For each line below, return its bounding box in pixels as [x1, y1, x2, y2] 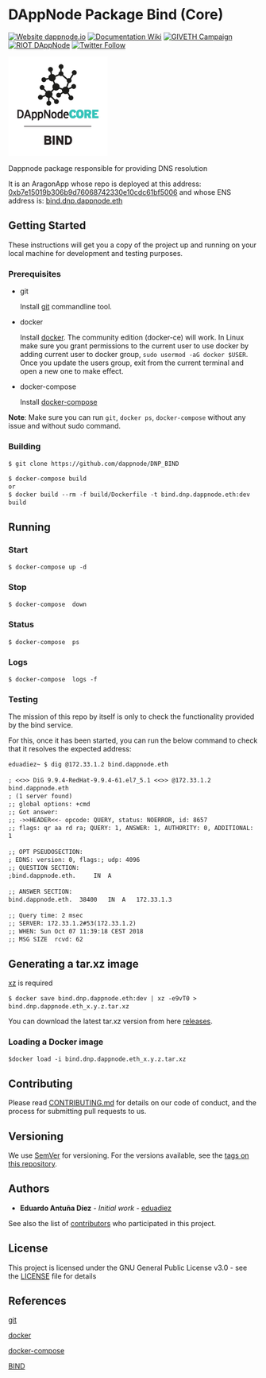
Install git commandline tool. [19, 302, 113, 312]
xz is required [8, 978, 53, 988]
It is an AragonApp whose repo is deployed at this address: [8, 179, 202, 188]
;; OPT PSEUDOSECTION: [8, 848, 83, 856]
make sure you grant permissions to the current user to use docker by [19, 341, 249, 351]
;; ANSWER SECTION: [8, 888, 73, 896]
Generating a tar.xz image [8, 957, 139, 971]
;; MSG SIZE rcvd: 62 [8, 936, 83, 944]
